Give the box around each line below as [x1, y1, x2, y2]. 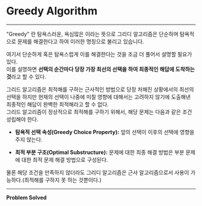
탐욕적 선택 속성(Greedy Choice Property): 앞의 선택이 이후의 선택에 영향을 [14, 128, 195, 135]
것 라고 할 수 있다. [6, 73, 47, 80]
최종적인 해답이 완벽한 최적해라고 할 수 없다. [6, 101, 109, 108]
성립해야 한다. [6, 116, 39, 123]
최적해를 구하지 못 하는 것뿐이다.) [23, 176, 102, 183]
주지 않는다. [14, 136, 43, 143]
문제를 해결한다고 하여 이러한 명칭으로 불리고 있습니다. [17, 38, 144, 45]
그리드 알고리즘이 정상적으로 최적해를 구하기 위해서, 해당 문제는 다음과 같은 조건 [6, 108, 192, 115]
